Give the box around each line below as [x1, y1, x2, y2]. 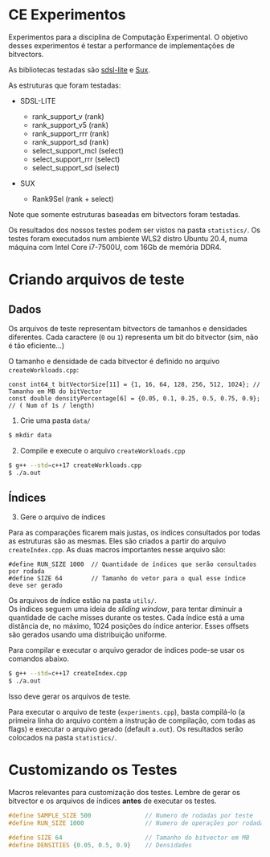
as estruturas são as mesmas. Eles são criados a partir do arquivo [8, 536, 227, 546]
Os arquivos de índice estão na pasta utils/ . [8, 596, 157, 605]
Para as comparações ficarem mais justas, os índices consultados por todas [8, 528, 261, 538]
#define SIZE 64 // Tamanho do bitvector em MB [8, 834, 250, 842]
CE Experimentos [8, 6, 126, 24]
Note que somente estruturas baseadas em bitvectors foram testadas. [8, 209, 241, 219]
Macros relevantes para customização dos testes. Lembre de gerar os [8, 788, 241, 798]
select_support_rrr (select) [31, 154, 121, 164]
